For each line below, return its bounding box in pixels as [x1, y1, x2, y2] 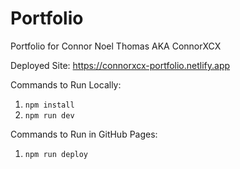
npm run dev [24, 110, 75, 121]
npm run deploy [24, 149, 89, 159]
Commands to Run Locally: [10, 78, 122, 91]
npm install [24, 100, 75, 110]
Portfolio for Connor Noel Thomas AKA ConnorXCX [10, 40, 222, 52]
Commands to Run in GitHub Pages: [10, 128, 158, 140]
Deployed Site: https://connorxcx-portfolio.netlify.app [10, 59, 231, 71]
